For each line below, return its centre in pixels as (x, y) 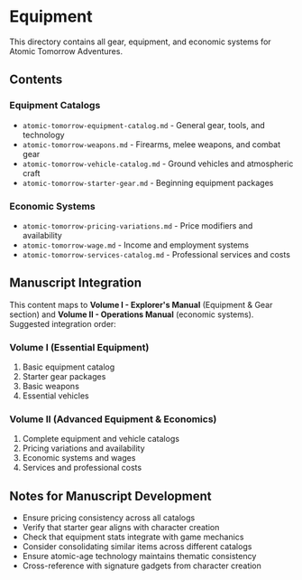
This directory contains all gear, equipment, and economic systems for (141, 42)
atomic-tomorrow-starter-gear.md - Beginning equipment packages (148, 182)
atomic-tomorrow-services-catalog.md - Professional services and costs (156, 254)
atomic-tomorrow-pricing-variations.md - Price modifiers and (137, 225)
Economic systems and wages (79, 458)
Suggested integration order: (63, 323)
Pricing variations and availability (84, 448)
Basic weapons (50, 387)
